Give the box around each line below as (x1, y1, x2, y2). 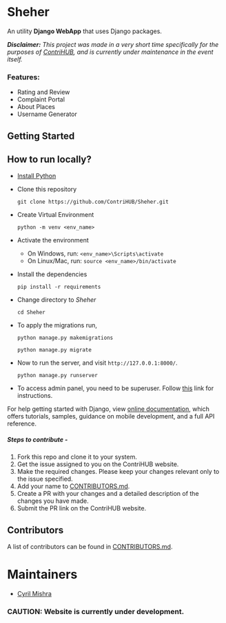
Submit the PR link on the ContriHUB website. (17, 504, 147, 512)
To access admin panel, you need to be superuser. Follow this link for (17, 384, 214, 392)
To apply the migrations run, (17, 321, 98, 329)
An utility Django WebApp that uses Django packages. (7, 27, 162, 35)
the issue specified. (17, 475, 74, 483)
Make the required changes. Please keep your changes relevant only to (17, 468, 220, 476)
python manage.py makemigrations (17, 334, 114, 342)
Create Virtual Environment (17, 211, 94, 219)
